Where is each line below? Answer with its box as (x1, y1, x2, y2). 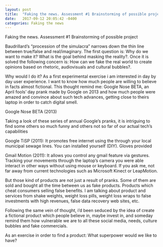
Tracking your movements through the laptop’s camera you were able (5, 158, 144, 163)
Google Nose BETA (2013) (5, 109, 57, 115)
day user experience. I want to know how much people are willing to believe (5, 79, 157, 85)
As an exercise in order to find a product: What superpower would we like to (5, 232, 157, 238)
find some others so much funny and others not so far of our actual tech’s (5, 123, 153, 129)
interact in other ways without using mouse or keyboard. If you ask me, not (5, 163, 155, 169)
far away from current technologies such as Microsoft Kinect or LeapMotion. (5, 168, 158, 174)
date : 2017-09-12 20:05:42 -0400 (5, 16, 77, 21)
